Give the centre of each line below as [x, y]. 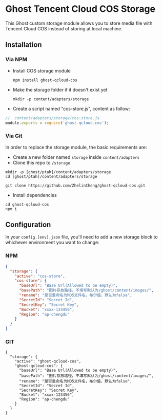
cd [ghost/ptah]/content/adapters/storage [51, 176]
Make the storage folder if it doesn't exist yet [60, 89]
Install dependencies [35, 195]
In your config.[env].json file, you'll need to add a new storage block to [81, 237]
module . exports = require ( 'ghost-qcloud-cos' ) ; [57, 123]
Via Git [14, 136]
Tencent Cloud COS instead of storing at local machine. [64, 28]
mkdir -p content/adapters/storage [51, 99]
